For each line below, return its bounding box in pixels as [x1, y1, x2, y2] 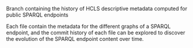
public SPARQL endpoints [6, 11, 69, 18]
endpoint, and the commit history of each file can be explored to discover [6, 29, 185, 36]
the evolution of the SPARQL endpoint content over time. [6, 36, 144, 42]
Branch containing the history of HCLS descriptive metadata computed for [6, 5, 188, 12]
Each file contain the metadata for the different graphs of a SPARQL [6, 23, 171, 30]
